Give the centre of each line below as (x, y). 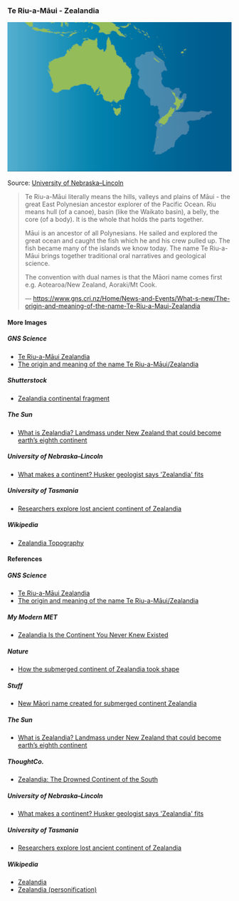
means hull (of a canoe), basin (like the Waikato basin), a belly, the (122, 212)
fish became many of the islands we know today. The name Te (116, 248)
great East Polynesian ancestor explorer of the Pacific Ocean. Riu (121, 204)
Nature (18, 651)
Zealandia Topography (51, 543)
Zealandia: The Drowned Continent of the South (88, 779)
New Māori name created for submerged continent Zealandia (107, 703)
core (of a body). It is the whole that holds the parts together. (114, 220)
